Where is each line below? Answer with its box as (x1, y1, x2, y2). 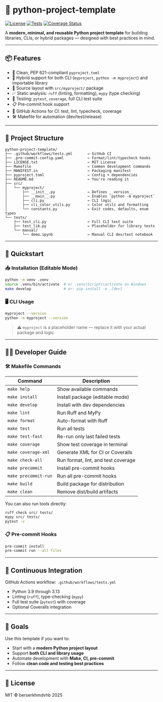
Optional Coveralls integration (12, 604, 72, 610)
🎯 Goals (5, 623, 29, 631)
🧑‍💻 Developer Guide (5, 348, 67, 357)
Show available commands (57, 386, 118, 393)
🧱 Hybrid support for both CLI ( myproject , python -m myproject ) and (12, 75, 148, 81)
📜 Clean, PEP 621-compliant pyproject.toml (12, 69, 100, 75)
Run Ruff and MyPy (57, 409, 101, 416)
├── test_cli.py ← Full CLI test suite (14, 219, 133, 224)
